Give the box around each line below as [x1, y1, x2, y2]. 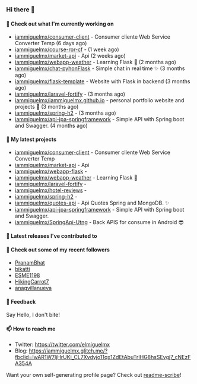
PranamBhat [14, 259, 46, 266]
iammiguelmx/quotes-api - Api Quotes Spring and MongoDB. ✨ [14, 199, 170, 207]
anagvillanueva [14, 285, 52, 292]
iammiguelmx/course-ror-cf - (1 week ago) [14, 46, 120, 53]
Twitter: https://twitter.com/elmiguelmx [14, 341, 110, 348]
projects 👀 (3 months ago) [14, 103, 79, 111]
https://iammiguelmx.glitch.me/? [28, 347, 108, 354]
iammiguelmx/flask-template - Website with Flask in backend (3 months [14, 78, 190, 85]
